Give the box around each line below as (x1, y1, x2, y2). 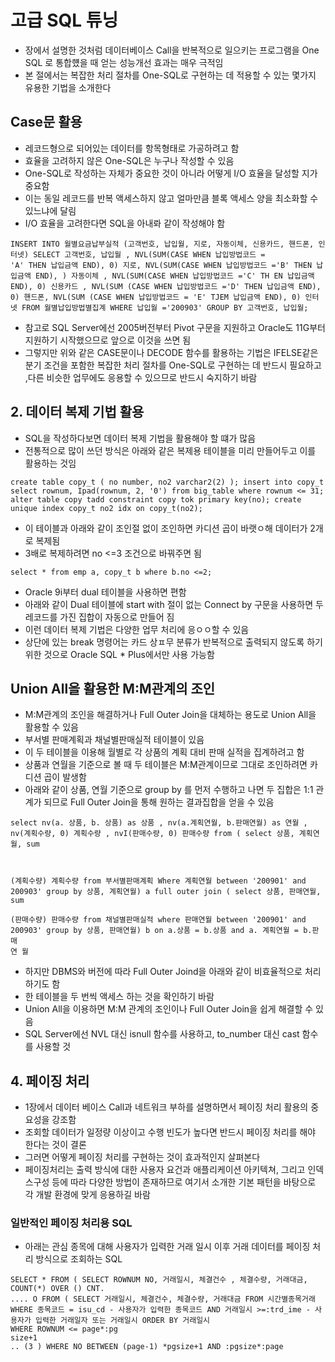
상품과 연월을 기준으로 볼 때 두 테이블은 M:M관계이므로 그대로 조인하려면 (24, 759, 308, 771)
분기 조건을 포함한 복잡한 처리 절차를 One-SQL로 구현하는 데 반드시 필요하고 (24, 359, 322, 371)
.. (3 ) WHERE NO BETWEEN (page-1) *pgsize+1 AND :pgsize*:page (10, 1342, 284, 1352)
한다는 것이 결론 (24, 1139, 87, 1151)
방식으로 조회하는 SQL (35, 1253, 123, 1265)
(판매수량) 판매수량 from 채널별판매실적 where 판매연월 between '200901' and (10, 915, 307, 925)
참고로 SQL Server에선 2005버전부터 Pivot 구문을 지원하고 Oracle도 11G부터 (24, 321, 326, 333)
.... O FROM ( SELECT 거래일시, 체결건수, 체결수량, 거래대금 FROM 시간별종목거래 (10, 1294, 316, 1305)
